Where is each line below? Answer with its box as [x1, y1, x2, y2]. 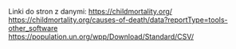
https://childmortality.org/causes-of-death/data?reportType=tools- [8, 15, 229, 24]
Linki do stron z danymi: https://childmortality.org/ [8, 7, 173, 16]
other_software [8, 24, 58, 32]
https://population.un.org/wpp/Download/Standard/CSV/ [8, 32, 195, 41]
